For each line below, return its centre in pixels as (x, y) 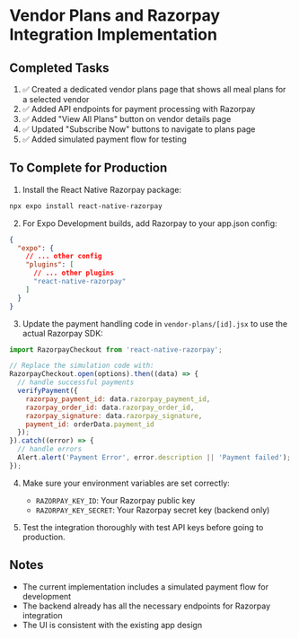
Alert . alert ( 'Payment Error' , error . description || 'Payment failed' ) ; (154, 458)
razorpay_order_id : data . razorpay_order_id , (110, 407)
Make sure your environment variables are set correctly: (126, 483)
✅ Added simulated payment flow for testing (104, 139)
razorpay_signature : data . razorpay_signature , (114, 416)
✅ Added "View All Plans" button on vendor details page (127, 119)
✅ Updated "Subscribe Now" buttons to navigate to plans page (139, 129)
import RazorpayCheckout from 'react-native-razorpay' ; (116, 350)
